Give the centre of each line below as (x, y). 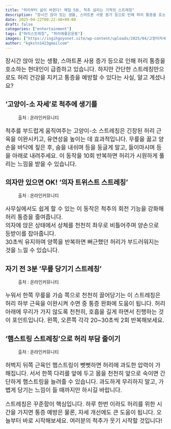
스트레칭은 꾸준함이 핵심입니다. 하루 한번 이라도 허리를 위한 (80, 404)
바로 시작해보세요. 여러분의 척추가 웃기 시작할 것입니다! (92, 421)
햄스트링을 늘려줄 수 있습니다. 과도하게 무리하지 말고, (90, 382)
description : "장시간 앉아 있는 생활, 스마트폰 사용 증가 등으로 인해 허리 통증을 (81, 15)
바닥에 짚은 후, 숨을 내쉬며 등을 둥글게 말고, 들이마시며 (86, 147)
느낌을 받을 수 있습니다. (47, 164)
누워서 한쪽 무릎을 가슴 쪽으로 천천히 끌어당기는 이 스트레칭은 (83, 295)
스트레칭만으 (148, 69)
